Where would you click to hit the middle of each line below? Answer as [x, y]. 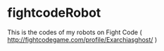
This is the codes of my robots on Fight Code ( [75, 32]
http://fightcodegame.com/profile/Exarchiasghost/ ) [82, 39]
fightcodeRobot [54, 13]
